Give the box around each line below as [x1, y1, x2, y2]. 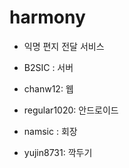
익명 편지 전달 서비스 [23, 40, 105, 52]
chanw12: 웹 [23, 82, 74, 95]
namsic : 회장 [23, 125, 78, 137]
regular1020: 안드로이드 [23, 104, 119, 116]
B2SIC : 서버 [23, 61, 74, 73]
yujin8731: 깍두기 [23, 146, 93, 158]
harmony [9, 6, 86, 29]
